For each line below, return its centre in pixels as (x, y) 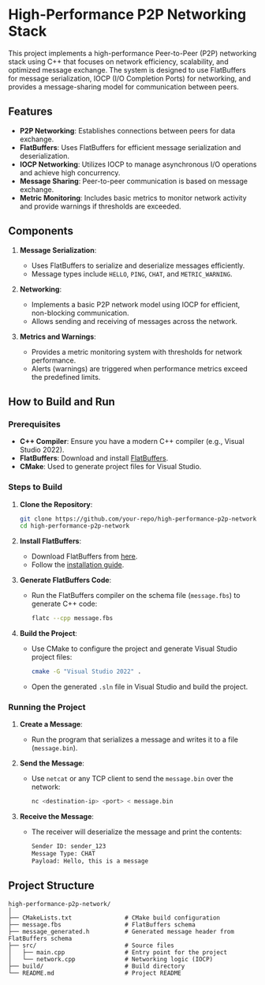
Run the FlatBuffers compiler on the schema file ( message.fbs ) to (136, 596)
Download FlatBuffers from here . (84, 556)
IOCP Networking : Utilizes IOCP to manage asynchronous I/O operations (138, 164)
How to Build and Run (62, 402)
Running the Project (47, 707)
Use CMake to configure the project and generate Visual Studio (134, 649)
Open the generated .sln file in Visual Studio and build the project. (140, 687)
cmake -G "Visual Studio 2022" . (86, 672)
